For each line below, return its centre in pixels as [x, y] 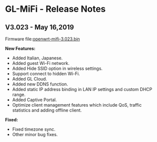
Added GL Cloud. [30, 79]
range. [19, 95]
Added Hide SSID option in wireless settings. [57, 68]
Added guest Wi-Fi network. [41, 63]
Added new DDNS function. [40, 84]
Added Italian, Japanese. [37, 58]
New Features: [20, 48]
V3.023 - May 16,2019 [40, 27]
